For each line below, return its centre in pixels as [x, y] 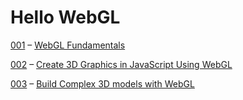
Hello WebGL [65, 17]
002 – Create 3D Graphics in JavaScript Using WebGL [121, 64]
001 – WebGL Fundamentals [68, 45]
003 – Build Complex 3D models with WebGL [102, 83]
